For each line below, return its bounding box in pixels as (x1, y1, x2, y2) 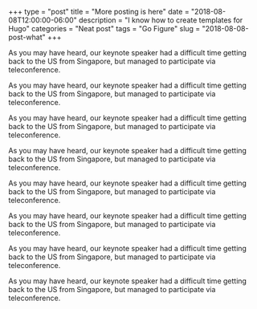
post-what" (8, 32, 46, 42)
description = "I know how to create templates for (79, 15, 243, 25)
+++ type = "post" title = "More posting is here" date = (8, 7, 190, 16)
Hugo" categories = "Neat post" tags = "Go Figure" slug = (8, 24, 201, 33)
